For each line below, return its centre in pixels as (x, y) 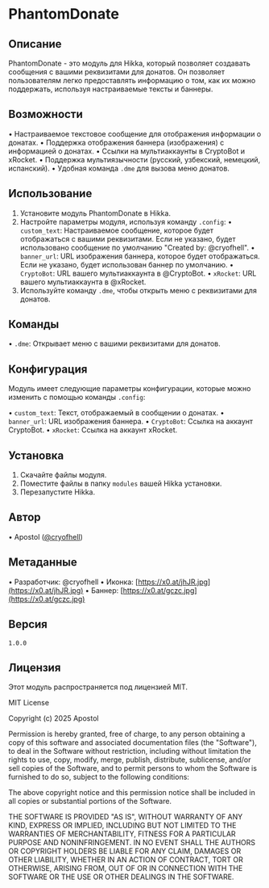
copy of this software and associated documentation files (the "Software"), (133, 743)
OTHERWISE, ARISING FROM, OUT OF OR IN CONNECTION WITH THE (126, 869)
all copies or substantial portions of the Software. (90, 802)
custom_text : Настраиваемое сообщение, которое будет (117, 230)
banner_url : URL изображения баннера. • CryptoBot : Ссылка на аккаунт (131, 422)
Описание (35, 44)
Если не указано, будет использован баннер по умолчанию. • (127, 264)
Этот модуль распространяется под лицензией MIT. (98, 687)
